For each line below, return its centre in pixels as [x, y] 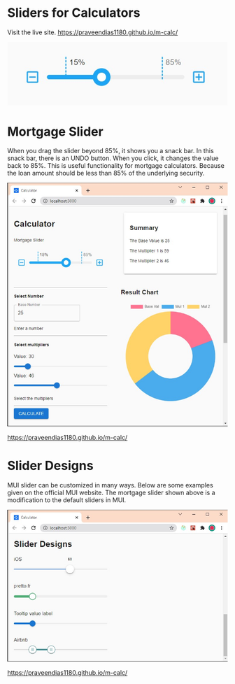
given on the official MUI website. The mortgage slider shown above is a [111, 493]
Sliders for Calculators [74, 13]
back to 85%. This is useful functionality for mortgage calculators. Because [116, 166]
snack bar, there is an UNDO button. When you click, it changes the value [113, 158]
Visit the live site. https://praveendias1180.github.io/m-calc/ [93, 32]
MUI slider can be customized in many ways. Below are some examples [110, 485]
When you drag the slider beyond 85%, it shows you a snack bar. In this [111, 151]
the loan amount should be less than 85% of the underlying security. [106, 173]
